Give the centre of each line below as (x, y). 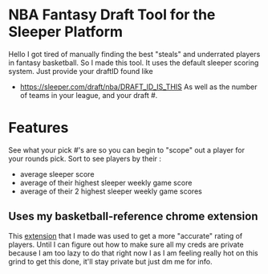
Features (39, 128)
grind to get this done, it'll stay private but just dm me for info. (110, 261)
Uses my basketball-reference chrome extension (133, 217)
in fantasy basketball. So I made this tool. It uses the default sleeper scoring (134, 63)
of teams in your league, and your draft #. (89, 95)
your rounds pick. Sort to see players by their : (85, 158)
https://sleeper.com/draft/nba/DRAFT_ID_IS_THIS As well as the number (139, 87)
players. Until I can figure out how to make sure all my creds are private (126, 244)
